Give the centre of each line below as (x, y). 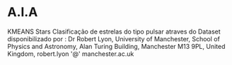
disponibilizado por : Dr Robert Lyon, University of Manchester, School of (114, 38)
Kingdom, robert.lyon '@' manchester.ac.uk (71, 54)
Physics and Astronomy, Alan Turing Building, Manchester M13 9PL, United (116, 46)
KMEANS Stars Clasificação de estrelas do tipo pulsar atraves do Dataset (114, 31)
